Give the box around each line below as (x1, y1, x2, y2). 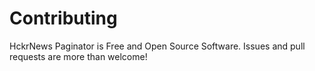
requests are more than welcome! (9, 50, 148, 62)
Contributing (9, 7, 118, 30)
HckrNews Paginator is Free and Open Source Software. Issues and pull (9, 40, 306, 52)
